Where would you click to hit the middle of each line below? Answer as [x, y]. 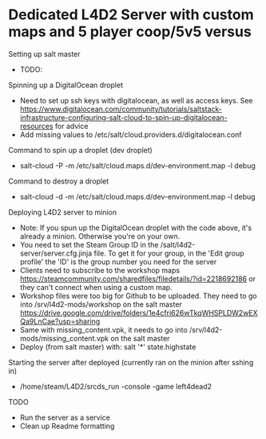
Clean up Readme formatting [67, 425]
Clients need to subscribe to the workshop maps [100, 270]
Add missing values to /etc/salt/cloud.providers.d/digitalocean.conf [131, 135]
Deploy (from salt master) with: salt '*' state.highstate [108, 347]
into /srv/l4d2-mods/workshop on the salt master [101, 304]
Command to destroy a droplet [59, 181]
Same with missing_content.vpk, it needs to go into [103, 329]
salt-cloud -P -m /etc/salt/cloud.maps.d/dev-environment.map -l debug [137, 165]
